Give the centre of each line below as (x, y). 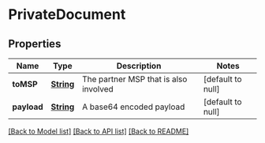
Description (139, 66)
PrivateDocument (67, 15)
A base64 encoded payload (133, 107)
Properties (35, 44)
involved (98, 89)
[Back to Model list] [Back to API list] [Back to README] (99, 131)
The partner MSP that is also (134, 79)
